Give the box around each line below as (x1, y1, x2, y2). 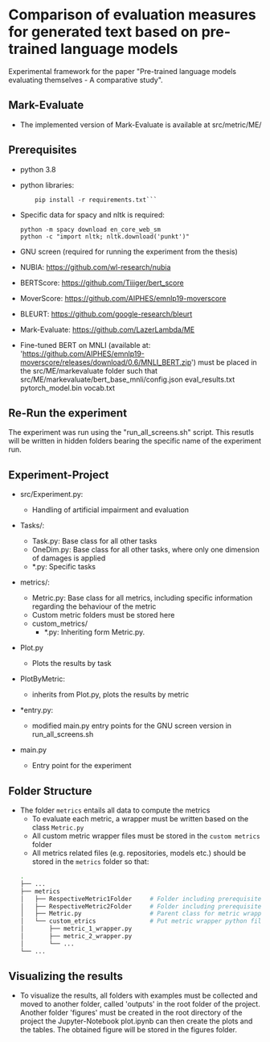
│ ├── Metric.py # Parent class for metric (19, 910, 240, 918)
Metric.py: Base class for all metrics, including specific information (31, 593, 253, 603)
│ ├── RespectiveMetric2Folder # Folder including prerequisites (19, 902, 265, 911)
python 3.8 (19, 164, 56, 174)
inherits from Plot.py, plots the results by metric (31, 690, 190, 700)
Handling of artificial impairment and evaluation (31, 505, 189, 515)
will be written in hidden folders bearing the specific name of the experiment (8, 436, 262, 446)
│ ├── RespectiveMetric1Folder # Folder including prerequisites (19, 895, 265, 903)
